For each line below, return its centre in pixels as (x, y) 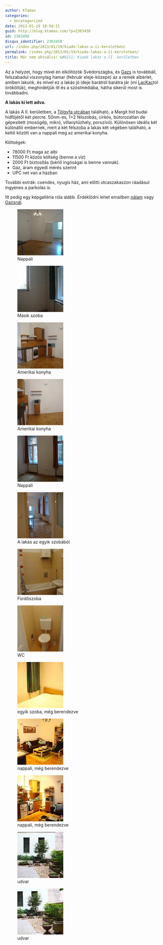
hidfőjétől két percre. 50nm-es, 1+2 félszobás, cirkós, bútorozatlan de (75, 117)
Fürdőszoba (29, 598)
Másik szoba (30, 315)
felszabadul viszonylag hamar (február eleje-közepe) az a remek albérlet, (79, 77)
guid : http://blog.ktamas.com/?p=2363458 (48, 31)
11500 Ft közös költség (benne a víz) (49, 157)
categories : (17, 16)
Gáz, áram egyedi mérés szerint (44, 167)
